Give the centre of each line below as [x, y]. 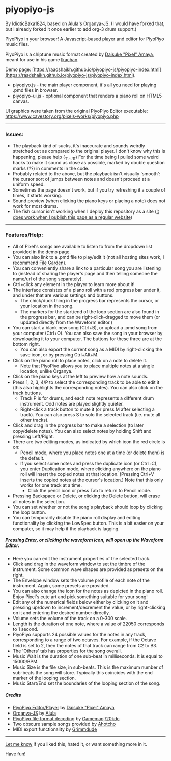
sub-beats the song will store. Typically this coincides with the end [82, 672]
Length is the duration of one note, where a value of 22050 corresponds [88, 624]
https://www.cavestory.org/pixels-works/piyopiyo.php [62, 116]
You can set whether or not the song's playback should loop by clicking [88, 507]
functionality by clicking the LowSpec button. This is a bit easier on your [88, 523]
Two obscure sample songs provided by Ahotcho [64, 724]
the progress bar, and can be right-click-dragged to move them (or [90, 317]
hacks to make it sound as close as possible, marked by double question [89, 163]
